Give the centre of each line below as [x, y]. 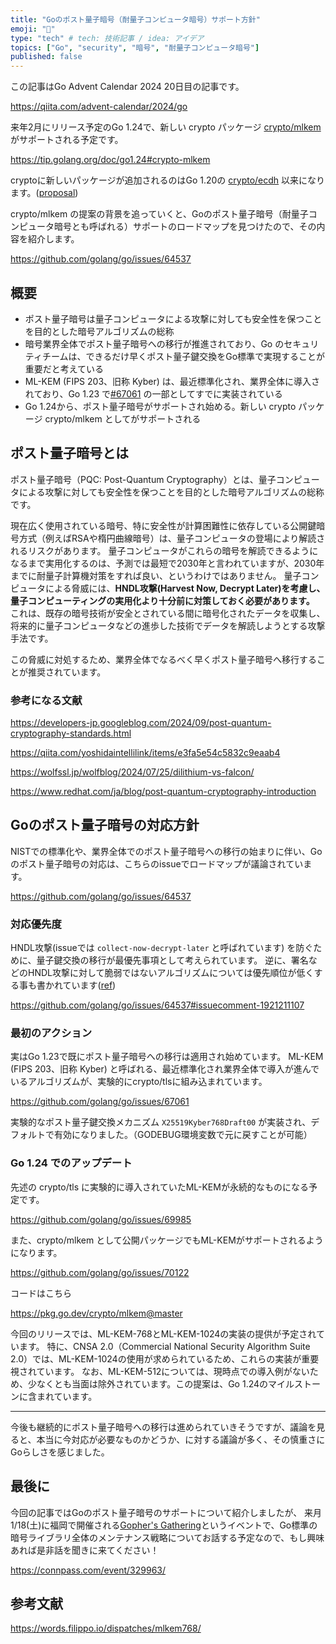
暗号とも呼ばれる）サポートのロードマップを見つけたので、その [185, 227]
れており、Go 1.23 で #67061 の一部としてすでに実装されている [153, 393]
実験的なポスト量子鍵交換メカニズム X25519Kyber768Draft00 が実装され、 [161, 1122]
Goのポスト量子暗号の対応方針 [105, 825]
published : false [46, 57]
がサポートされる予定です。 [67, 140]
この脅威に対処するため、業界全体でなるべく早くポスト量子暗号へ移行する [163, 659]
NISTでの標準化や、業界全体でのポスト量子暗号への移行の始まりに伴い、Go [166, 851]
